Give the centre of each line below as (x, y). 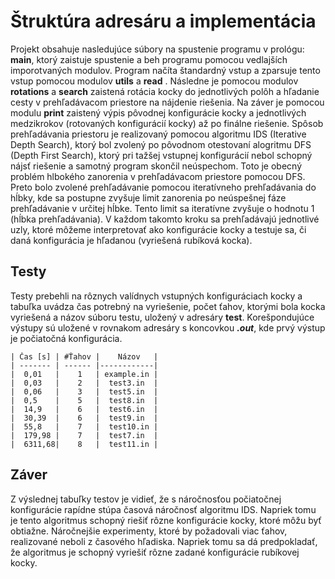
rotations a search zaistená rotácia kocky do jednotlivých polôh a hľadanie (165, 91)
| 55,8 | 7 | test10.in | (84, 426)
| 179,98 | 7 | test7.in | (84, 435)
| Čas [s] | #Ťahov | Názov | (84, 356)
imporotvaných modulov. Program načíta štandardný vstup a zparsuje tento (165, 70)
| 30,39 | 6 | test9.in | (84, 418)
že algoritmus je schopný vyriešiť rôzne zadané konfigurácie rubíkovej (155, 552)
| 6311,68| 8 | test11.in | (84, 444)
